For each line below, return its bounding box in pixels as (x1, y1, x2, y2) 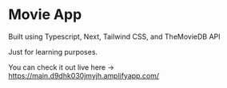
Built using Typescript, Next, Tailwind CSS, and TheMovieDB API (8, 32, 221, 41)
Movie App (8, 6, 82, 24)
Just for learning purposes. (8, 47, 98, 56)
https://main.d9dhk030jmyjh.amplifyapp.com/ (8, 71, 160, 80)
